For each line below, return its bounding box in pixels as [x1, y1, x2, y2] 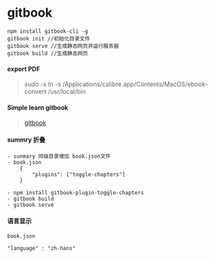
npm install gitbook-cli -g [7, 28, 89, 35]
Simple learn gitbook [7, 103, 69, 112]
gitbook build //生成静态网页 [7, 50, 88, 57]
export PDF [7, 65, 40, 73]
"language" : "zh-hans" [7, 244, 76, 251]
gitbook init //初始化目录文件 [7, 35, 90, 42]
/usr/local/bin [48, 87, 87, 96]
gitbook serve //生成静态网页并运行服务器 [7, 42, 119, 49]
